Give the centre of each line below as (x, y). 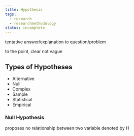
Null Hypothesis (25, 117)
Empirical (22, 105)
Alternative (23, 79)
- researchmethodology (33, 23)
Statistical (22, 99)
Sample (20, 94)
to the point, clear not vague (34, 52)
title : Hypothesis (24, 10)
